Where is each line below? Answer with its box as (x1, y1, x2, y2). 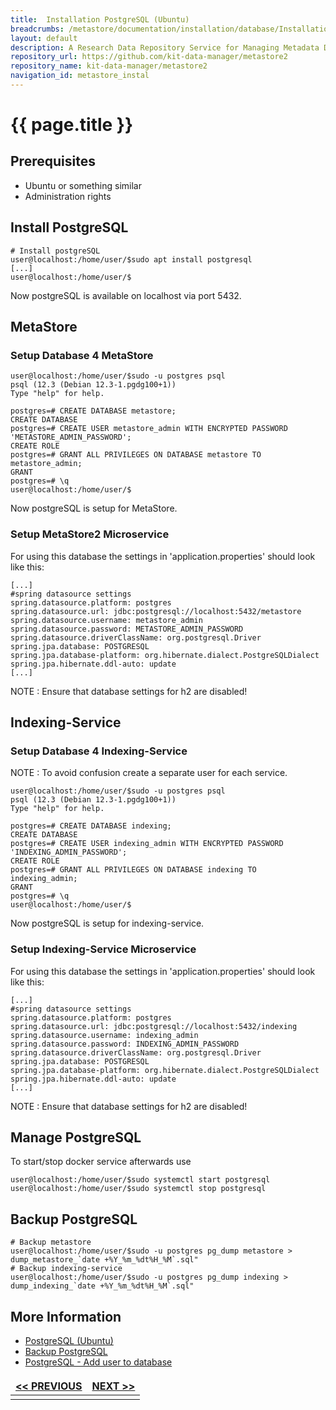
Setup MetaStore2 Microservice (10, 527, 170, 541)
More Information (10, 1308, 122, 1325)
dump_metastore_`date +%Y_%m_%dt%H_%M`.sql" (10, 1255, 199, 1265)
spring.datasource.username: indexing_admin (10, 1030, 199, 1040)
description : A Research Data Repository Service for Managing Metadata (10, 42, 320, 53)
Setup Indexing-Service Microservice (10, 942, 197, 956)
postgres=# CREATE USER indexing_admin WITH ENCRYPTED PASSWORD (10, 839, 284, 849)
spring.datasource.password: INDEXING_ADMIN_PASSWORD (10, 1039, 240, 1049)
